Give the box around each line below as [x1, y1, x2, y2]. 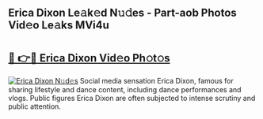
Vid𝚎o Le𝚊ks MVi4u [8, 19, 109, 32]
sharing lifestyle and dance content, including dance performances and [8, 85, 242, 94]
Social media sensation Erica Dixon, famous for [79, 76, 234, 85]
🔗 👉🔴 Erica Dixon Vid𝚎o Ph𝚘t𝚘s [8, 51, 170, 65]
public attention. [8, 102, 62, 111]
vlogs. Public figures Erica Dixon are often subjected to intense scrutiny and [8, 94, 256, 102]
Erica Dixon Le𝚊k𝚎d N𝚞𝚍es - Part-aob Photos [8, 6, 238, 20]
